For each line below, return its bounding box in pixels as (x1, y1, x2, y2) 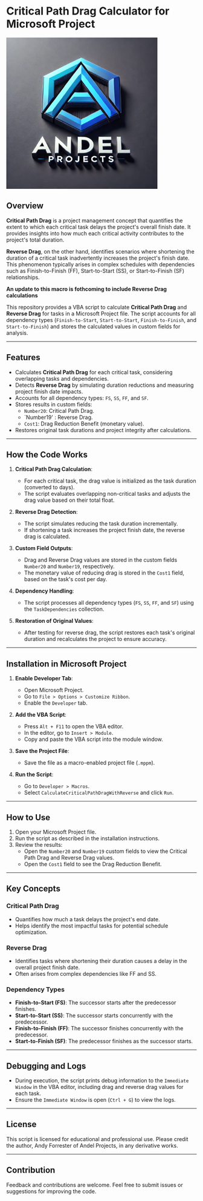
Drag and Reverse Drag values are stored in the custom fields (24, 556, 178, 564)
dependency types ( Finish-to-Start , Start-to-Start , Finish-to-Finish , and (6, 316, 196, 323)
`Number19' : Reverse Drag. (24, 413, 93, 421)
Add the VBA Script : (14, 711, 66, 719)
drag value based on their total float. (24, 496, 115, 504)
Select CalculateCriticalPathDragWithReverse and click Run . (24, 789, 174, 797)
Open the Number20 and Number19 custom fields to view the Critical (24, 847, 187, 855)
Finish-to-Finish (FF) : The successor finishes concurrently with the (14, 1025, 184, 1032)
